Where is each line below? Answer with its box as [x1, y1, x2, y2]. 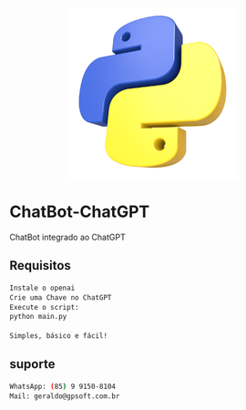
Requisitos [9, 258, 71, 273]
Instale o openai [9, 283, 76, 292]
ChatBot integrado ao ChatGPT [9, 231, 126, 242]
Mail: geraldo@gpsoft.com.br [9, 391, 120, 401]
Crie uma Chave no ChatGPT [9, 292, 112, 302]
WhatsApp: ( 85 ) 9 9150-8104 [9, 382, 117, 391]
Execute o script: [9, 302, 79, 312]
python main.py [9, 313, 67, 322]
